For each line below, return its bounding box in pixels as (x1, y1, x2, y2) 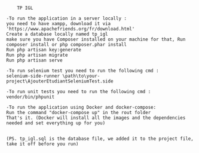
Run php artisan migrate (6, 52, 68, 58)
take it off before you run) (6, 141, 79, 147)
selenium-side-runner (6, 73, 60, 79)
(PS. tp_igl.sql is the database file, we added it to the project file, (6, 136, 194, 142)
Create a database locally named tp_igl (6, 31, 109, 37)
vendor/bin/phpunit (6, 94, 55, 100)
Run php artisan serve (6, 57, 63, 63)
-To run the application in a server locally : (6, 16, 127, 22)
